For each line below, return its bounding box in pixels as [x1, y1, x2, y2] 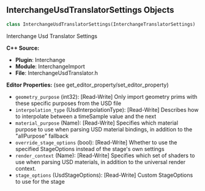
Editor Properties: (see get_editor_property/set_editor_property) [6, 81, 170, 88]
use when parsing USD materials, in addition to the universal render [15, 158, 185, 165]
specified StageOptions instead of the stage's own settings [15, 145, 165, 152]
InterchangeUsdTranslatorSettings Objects [6, 5, 174, 15]
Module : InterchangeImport [15, 63, 85, 70]
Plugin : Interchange [15, 56, 65, 63]
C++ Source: [6, 44, 40, 52]
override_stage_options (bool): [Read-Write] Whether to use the [15, 138, 177, 146]
